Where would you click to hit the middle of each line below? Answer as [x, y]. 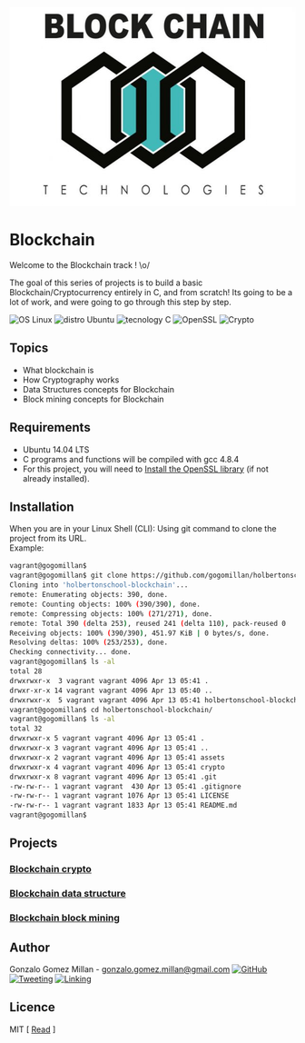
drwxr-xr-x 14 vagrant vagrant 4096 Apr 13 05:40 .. [111, 690]
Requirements [50, 427]
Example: [27, 548]
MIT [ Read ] [33, 1029]
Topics [29, 348]
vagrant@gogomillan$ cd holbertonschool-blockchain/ [111, 710]
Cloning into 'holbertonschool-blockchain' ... [99, 585]
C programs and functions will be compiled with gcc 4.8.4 [131, 459]
